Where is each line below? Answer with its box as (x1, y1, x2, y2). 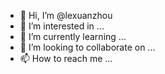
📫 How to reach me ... (19, 53, 113, 64)
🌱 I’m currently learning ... (19, 31, 127, 42)
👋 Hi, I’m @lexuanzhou (19, 10, 113, 21)
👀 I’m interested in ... (19, 20, 105, 32)
